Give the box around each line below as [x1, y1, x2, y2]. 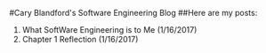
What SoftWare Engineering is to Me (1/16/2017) [21, 25, 197, 34]
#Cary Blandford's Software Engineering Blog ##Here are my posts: [9, 8, 258, 18]
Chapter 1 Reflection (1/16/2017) [21, 34, 139, 44]
